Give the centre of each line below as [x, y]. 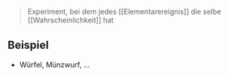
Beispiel [28, 45]
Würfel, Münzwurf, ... [55, 64]
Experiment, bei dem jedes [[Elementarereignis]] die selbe [124, 12]
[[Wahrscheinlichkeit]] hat [70, 20]
